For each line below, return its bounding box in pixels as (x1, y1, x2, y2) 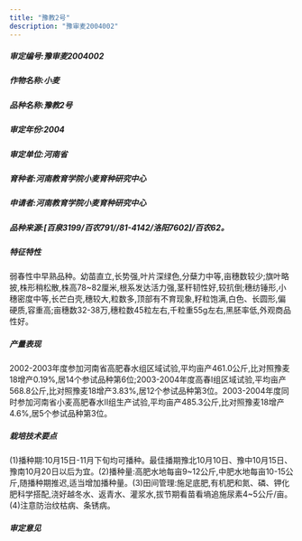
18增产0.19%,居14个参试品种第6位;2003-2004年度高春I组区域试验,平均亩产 (9, 374, 287, 385)
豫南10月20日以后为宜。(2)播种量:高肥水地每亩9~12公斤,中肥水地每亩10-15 (9, 466, 286, 477)
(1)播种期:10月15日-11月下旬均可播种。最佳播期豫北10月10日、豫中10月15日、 (9, 455, 293, 466)
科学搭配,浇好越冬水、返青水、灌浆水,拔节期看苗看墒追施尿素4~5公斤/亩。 (16, 489, 293, 499)
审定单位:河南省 (9, 148, 68, 159)
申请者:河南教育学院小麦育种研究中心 (9, 198, 147, 209)
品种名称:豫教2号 (9, 99, 73, 110)
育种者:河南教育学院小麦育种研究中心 (9, 173, 147, 183)
